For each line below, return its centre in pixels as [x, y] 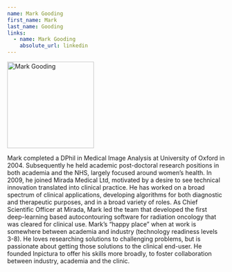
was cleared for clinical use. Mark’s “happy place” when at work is [102, 224]
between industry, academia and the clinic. [69, 261]
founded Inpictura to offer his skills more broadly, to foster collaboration [110, 254]
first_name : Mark [32, 20]
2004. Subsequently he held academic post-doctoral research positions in [113, 165]
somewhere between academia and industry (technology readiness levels [113, 232]
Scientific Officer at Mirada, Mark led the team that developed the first [107, 209]
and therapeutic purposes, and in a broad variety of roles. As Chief [102, 202]
